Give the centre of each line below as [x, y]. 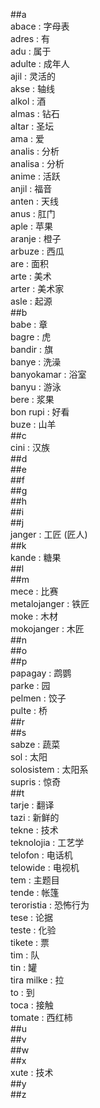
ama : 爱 [27, 138]
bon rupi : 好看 [40, 412]
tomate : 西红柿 [41, 1017]
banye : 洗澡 [36, 362]
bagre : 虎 [31, 337]
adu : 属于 [31, 51]
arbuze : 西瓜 [37, 251]
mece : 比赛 [34, 591]
